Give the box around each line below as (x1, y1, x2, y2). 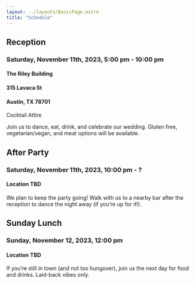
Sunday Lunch (6, 218, 63, 228)
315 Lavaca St (6, 84, 43, 91)
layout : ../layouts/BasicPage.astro (6, 8, 99, 15)
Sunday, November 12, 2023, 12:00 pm (6, 236, 123, 245)
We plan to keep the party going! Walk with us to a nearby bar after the (6, 194, 184, 201)
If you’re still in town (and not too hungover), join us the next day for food (6, 265, 190, 272)
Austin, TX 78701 (6, 98, 50, 105)
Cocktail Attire (6, 112, 42, 119)
